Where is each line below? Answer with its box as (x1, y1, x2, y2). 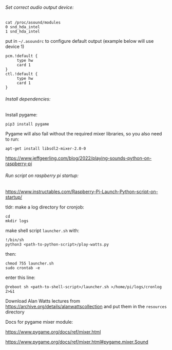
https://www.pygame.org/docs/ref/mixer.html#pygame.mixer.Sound (5, 339, 149, 345)
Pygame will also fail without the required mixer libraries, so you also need (5, 131, 162, 137)
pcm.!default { (5, 54, 38, 59)
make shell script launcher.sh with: (5, 227, 80, 234)
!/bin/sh (5, 237, 24, 242)
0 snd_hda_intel (5, 25, 40, 30)
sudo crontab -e (5, 265, 40, 270)
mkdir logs (5, 218, 29, 223)
